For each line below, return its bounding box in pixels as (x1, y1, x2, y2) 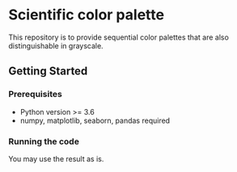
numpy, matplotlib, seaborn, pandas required (19, 115, 171, 125)
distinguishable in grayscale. (8, 40, 104, 50)
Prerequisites (8, 89, 62, 100)
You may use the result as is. (8, 153, 104, 163)
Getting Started (8, 65, 88, 78)
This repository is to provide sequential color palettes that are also (8, 32, 229, 42)
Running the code (8, 136, 79, 147)
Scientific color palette (8, 6, 164, 24)
